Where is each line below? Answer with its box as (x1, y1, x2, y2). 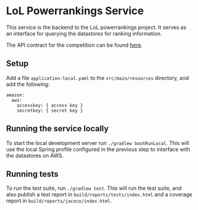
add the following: (6, 80, 50, 88)
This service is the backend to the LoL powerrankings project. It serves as (6, 24, 187, 31)
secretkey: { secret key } (17, 108, 83, 114)
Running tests (6, 169, 59, 179)
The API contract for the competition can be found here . (6, 41, 143, 49)
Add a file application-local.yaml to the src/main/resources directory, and (6, 74, 189, 81)
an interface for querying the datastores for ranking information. (6, 30, 163, 37)
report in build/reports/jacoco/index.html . (6, 197, 112, 205)
